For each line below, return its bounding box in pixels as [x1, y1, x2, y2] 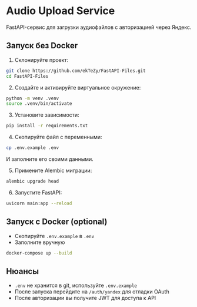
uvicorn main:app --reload [6, 200, 72, 206]
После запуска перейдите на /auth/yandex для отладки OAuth [14, 288, 169, 295]
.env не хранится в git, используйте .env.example [14, 282, 137, 289]
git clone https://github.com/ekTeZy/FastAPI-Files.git [6, 68, 146, 74]
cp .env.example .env [6, 145, 59, 151]
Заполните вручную [14, 239, 65, 246]
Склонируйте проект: [14, 56, 69, 63]
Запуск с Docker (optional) [6, 217, 108, 227]
